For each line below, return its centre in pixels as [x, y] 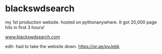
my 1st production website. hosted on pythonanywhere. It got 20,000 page [81, 22]
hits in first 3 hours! [25, 27]
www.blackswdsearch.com [33, 37]
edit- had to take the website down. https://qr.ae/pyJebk [62, 46]
